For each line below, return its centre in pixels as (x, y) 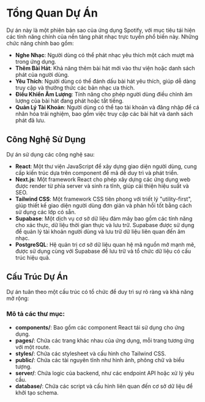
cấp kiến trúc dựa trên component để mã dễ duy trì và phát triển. (97, 172)
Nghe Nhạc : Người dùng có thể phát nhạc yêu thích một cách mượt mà (105, 55)
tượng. (23, 366)
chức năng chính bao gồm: (40, 43)
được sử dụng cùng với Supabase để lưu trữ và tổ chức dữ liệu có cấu (103, 251)
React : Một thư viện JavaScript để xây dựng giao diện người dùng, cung (106, 166)
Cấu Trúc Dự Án (37, 277)
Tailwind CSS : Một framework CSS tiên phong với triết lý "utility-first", (103, 199)
